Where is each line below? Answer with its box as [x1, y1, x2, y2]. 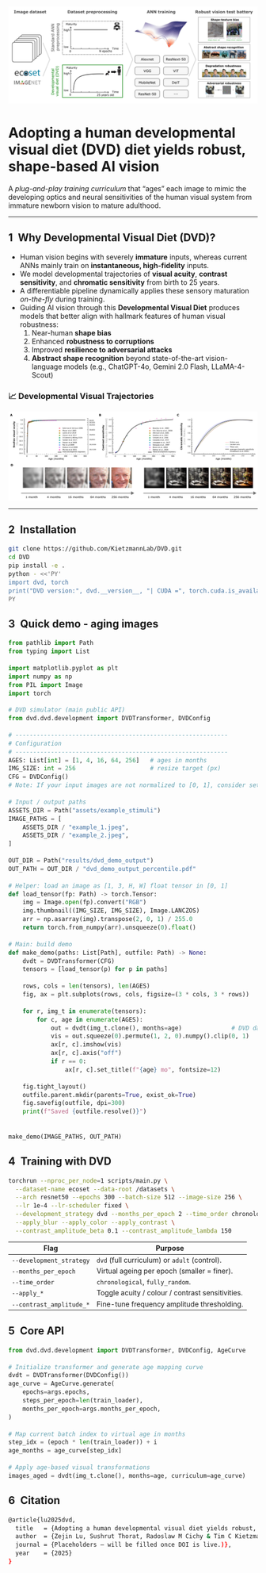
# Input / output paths [8, 798, 87, 806]
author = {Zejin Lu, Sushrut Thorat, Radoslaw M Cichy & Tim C [15, 1533, 232, 1540]
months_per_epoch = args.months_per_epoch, [22, 1405, 161, 1413]
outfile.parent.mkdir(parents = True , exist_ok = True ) [22, 1091, 196, 1099]
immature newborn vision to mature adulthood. [8, 201, 161, 210]
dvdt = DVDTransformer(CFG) [22, 957, 115, 965]
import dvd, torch [8, 578, 69, 586]
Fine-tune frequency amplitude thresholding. [96, 1299, 244, 1309]
